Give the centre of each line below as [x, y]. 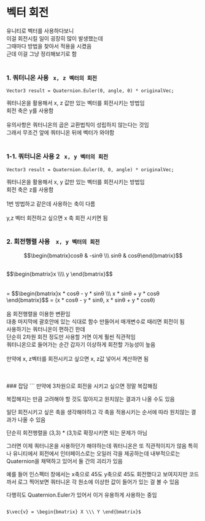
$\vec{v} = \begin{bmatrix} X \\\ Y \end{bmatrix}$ [74, 512]
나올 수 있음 [32, 419]
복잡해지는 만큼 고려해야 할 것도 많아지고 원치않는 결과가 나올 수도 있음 [91, 399]
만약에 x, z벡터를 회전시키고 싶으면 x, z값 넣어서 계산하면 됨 [78, 358]
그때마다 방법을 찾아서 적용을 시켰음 [49, 46]
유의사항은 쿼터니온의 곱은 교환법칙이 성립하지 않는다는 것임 [78, 125]
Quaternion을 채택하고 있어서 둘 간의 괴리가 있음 [64, 461]
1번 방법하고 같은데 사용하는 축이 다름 [51, 204]
